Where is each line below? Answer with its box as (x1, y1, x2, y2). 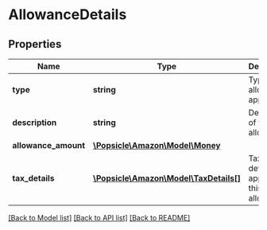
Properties (8, 37, 62, 51)
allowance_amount (12, 140, 86, 150)
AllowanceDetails (8, 6, 127, 24)
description (12, 117, 57, 128)
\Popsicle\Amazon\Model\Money (92, 140, 221, 150)
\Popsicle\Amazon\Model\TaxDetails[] (92, 173, 241, 184)
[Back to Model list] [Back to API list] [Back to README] (8, 213, 191, 222)
